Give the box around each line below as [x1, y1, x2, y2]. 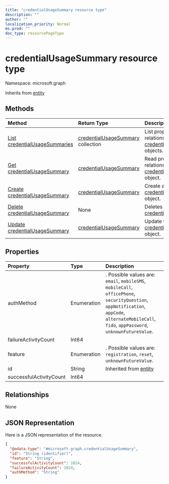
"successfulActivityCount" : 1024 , [10, 460, 82, 465]
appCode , [105, 309, 125, 316]
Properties [5, 248, 39, 256]
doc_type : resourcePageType [5, 31, 64, 36]
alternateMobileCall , [105, 315, 156, 322]
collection [77, 140, 102, 148]
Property [8, 262, 30, 269]
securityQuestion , [105, 296, 148, 303]
